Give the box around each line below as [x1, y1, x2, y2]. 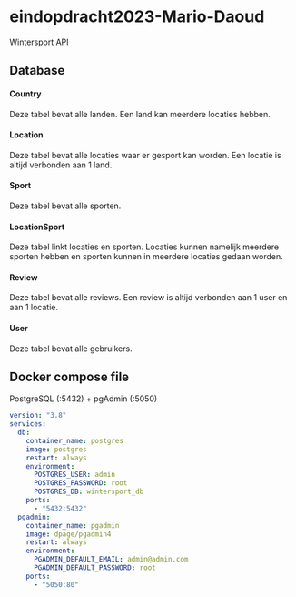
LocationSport [9, 221, 65, 232]
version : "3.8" [9, 411, 67, 420]
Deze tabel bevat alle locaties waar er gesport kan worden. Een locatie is [9, 149, 281, 160]
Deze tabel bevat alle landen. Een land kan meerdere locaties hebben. [9, 108, 271, 119]
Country [9, 88, 42, 99]
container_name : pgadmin [25, 521, 120, 530]
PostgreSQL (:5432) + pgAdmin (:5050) [9, 393, 158, 404]
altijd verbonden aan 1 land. [9, 159, 113, 170]
